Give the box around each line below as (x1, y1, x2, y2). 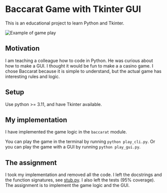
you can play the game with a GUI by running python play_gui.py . (5, 144, 141, 150)
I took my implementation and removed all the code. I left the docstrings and (5, 171, 162, 178)
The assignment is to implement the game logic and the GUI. (5, 182, 130, 188)
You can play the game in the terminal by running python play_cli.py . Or (5, 138, 155, 144)
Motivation (5, 44, 40, 53)
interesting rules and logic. (5, 73, 60, 79)
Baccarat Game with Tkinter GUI (5, 3, 141, 15)
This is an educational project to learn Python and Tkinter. (5, 20, 124, 26)
